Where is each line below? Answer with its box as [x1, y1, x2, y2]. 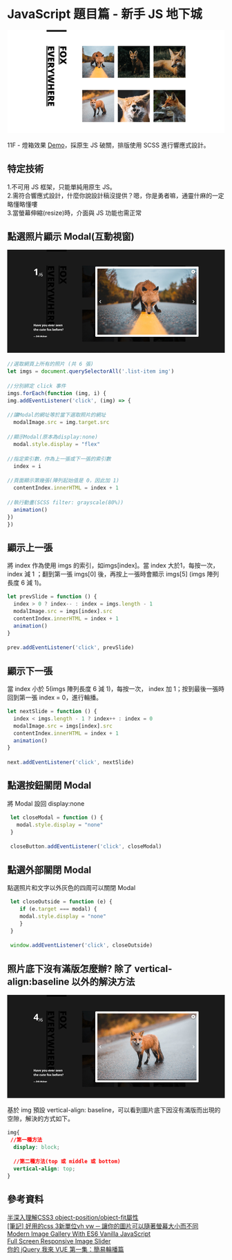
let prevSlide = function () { [7, 593, 97, 601]
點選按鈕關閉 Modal [7, 779, 92, 791]
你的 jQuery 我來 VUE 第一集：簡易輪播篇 [7, 1245, 124, 1253]
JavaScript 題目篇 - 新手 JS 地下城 [7, 6, 202, 22]
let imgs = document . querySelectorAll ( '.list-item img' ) [7, 368, 175, 375]
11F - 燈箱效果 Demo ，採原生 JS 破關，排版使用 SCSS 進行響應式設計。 [7, 141, 210, 149]
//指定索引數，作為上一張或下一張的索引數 [7, 455, 112, 463]
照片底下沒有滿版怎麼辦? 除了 [7, 962, 133, 974]
